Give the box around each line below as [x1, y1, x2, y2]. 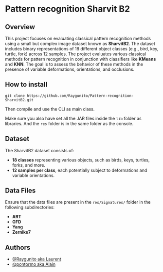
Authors [5, 243, 31, 252]
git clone [5, 93, 25, 98]
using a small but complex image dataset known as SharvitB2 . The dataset [5, 41, 156, 47]
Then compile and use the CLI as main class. [5, 106, 95, 112]
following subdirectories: [5, 205, 55, 210]
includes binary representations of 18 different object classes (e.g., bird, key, [5, 46, 159, 51]
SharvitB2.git [5, 97, 34, 102]
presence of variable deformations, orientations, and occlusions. [5, 66, 135, 72]
